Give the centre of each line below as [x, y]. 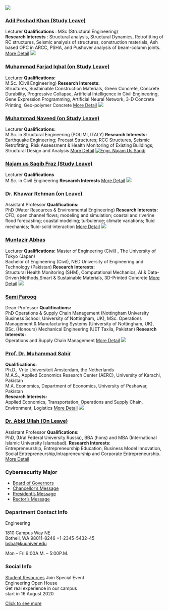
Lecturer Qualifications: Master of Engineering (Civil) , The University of [81, 251]
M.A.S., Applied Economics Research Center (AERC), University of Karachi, [83, 375]
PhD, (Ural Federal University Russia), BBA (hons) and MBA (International [81, 437]
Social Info [18, 567]
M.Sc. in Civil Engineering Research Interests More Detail [65, 181]
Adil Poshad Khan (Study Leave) [45, 20]
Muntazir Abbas [25, 240]
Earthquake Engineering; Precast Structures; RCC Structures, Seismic [78, 140]
